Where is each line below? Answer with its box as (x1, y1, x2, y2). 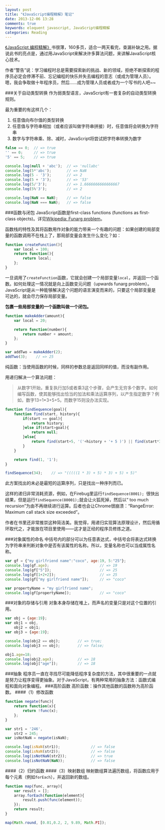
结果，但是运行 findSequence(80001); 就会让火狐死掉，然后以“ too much (5, 497, 149, 503)
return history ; (31, 420, 65, 426)
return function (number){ (14, 327, 67, 332)
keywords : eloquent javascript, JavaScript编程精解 (5, 26, 110, 31)
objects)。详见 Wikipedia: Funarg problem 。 (16, 216, 105, 222)
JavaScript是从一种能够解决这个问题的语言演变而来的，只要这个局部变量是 (5, 287, 156, 293)
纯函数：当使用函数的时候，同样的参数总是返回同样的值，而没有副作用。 (5, 364, 151, 370)
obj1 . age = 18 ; (5, 652, 32, 657)
